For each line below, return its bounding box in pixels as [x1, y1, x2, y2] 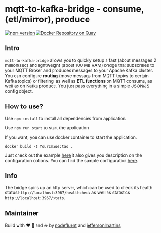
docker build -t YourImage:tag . [5, 144, 73, 148]
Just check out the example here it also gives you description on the [5, 152, 142, 158]
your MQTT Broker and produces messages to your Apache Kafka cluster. [5, 67, 153, 73]
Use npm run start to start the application [5, 125, 89, 130]
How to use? [5, 103, 44, 111]
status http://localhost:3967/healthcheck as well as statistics [5, 190, 130, 196]
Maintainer [5, 209, 39, 217]
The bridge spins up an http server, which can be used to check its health [5, 185, 153, 191]
